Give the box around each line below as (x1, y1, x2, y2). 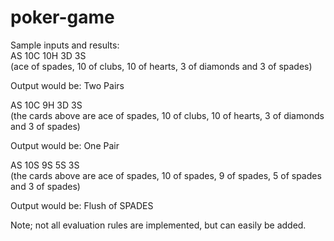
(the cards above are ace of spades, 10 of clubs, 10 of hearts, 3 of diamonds (10, 109, 325, 121)
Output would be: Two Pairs (10, 79, 125, 91)
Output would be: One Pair (10, 139, 120, 151)
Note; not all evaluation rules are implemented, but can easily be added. (10, 219, 307, 231)
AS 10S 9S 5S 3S (10, 159, 80, 171)
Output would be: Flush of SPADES (10, 199, 154, 211)
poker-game (10, 6, 115, 29)
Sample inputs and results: (10, 39, 120, 51)
